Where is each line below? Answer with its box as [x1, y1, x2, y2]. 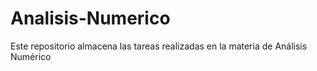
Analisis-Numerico [10, 7, 171, 30]
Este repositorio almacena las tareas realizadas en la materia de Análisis [10, 40, 308, 52]
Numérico [10, 50, 52, 62]
